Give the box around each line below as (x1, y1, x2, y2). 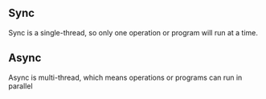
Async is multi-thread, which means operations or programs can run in (8, 72, 243, 82)
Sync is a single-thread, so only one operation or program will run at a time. (8, 27, 259, 37)
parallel (8, 80, 34, 91)
